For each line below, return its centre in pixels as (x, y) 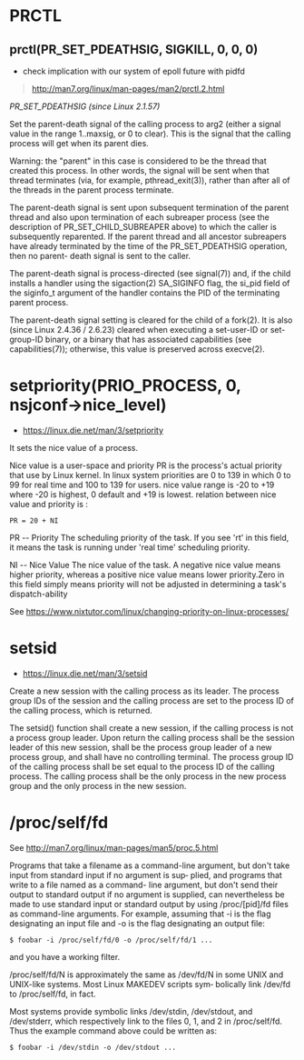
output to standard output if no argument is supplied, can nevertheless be (147, 894)
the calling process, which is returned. (81, 710)
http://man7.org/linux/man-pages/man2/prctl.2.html (128, 89)
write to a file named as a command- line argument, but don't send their (144, 885)
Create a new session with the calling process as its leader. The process (144, 691)
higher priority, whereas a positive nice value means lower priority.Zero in (147, 575)
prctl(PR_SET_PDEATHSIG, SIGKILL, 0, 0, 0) (134, 50)
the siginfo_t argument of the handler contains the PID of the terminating (145, 293)
